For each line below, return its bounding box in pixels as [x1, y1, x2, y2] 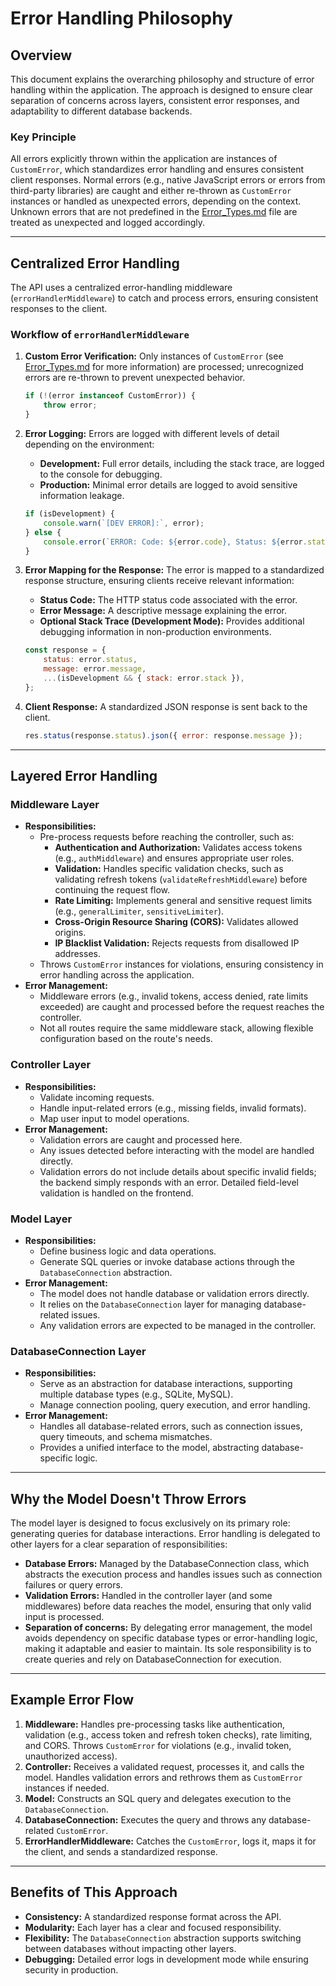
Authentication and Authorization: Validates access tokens [54, 842, 303, 854]
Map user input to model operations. [39, 1112, 190, 1124]
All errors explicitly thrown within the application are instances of [10, 153, 278, 165]
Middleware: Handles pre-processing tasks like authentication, [24, 1718, 286, 1730]
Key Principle [10, 130, 77, 144]
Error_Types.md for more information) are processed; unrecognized [24, 361, 304, 373]
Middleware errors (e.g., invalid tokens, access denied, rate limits [39, 990, 309, 1002]
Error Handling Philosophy [10, 7, 233, 30]
